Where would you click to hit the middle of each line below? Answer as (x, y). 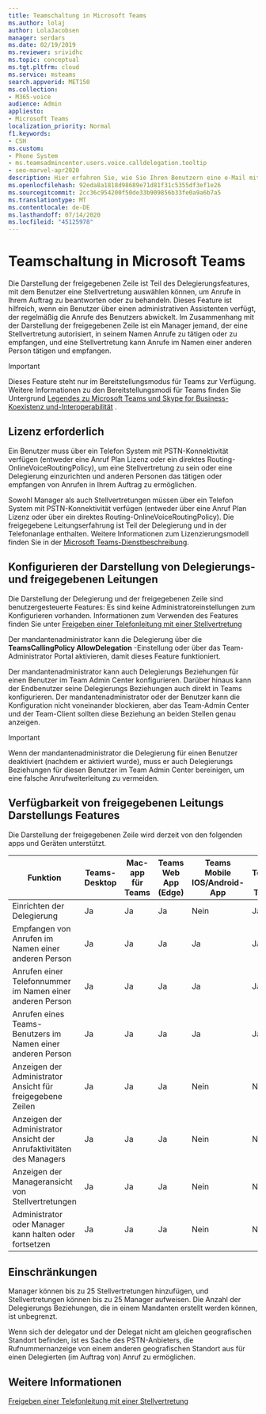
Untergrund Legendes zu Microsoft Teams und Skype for (101, 398)
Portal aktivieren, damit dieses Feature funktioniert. (137, 656)
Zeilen (24, 1106)
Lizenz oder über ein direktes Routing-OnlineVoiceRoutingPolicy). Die (121, 517)
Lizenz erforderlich (56, 432)
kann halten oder (44, 1234)
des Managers (39, 1158)
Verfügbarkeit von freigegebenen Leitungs (116, 803)
